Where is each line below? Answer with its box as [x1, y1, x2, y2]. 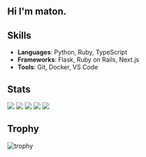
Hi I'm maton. [7, 6, 67, 18]
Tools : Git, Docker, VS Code [17, 63, 98, 71]
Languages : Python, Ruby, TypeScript [17, 48, 128, 57]
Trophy [7, 123, 40, 135]
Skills [7, 29, 31, 41]
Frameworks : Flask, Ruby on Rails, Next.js [17, 55, 140, 64]
